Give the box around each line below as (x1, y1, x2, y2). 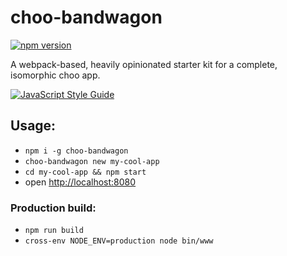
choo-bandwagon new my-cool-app (24, 156, 160, 166)
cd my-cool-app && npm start (24, 167, 147, 177)
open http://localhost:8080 (24, 176, 137, 188)
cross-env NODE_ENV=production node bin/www (24, 236, 214, 246)
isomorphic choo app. (10, 69, 101, 81)
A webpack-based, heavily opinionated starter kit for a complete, (10, 58, 278, 70)
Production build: (10, 201, 97, 215)
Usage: (10, 117, 57, 135)
